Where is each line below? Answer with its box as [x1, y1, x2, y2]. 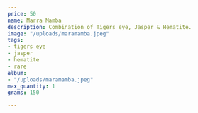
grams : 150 [7, 89, 40, 96]
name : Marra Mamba [7, 17, 62, 24]
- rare [7, 63, 27, 70]
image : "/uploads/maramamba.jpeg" [7, 30, 110, 37]
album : [7, 69, 27, 76]
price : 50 [7, 10, 37, 18]
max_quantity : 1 [7, 83, 55, 90]
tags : [7, 37, 23, 44]
